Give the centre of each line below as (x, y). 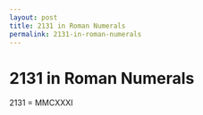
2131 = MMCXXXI (41, 103)
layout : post (34, 17)
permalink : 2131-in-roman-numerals (76, 34)
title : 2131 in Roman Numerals (68, 26)
